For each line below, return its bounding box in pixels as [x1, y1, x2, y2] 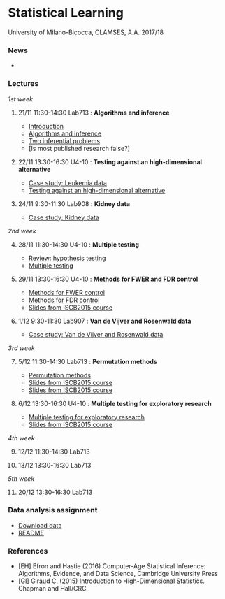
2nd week [8, 226, 37, 235]
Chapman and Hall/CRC [17, 584, 87, 593]
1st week [8, 94, 34, 103]
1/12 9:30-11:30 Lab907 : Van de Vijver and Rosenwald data [17, 317, 191, 325]
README [17, 528, 45, 537]
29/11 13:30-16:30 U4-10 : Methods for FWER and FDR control [17, 275, 198, 283]
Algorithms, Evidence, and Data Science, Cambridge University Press [17, 570, 219, 578]
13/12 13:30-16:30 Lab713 [17, 461, 92, 469]
